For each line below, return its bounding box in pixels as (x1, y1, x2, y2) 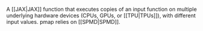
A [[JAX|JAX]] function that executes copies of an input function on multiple (6, 6, 198, 13)
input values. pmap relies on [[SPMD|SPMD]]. (6, 18, 120, 25)
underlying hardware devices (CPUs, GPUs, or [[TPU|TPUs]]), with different (6, 12, 196, 19)
